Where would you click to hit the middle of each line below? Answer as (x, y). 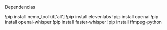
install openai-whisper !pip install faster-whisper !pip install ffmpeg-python (83, 22)
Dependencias (20, 7)
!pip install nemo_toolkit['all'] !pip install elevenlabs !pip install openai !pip (82, 17)
